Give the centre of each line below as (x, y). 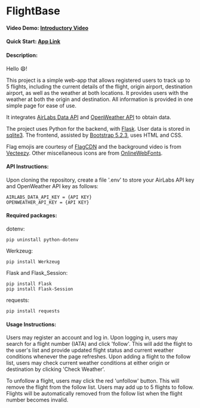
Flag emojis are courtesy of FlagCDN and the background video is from (94, 146)
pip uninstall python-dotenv (42, 240)
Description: (22, 55)
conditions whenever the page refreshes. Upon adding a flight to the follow (99, 357)
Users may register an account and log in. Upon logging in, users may (92, 338)
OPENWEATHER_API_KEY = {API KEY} (48, 202)
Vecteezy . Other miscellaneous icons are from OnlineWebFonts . (84, 153)
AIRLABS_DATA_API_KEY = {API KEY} (49, 197)
